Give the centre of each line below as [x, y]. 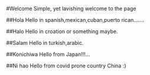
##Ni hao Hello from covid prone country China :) [66, 66]
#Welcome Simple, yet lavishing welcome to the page [71, 9]
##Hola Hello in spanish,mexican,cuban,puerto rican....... [75, 20]
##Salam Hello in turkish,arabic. [45, 43]
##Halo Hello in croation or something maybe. [62, 31]
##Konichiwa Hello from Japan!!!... [48, 54]
